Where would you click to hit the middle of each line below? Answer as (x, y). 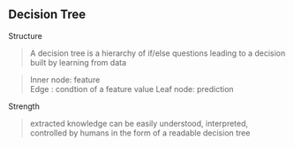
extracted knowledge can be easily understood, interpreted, (139, 123)
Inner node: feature (65, 80)
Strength (24, 106)
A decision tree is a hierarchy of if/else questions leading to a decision (158, 53)
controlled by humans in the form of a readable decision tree (140, 133)
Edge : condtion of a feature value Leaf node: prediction (132, 89)
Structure (26, 35)
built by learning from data (78, 62)
